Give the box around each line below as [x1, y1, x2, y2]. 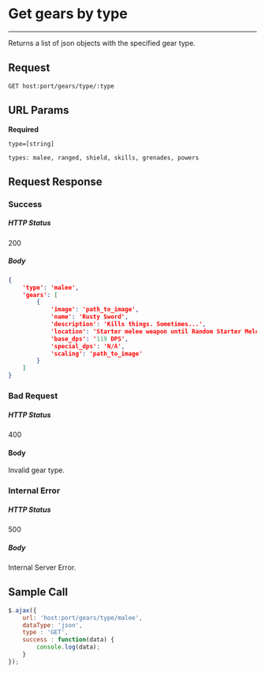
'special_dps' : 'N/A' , [50, 342, 125, 350]
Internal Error [8, 485, 61, 496]
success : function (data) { [22, 636, 114, 644]
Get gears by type [8, 5, 128, 23]
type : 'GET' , [22, 629, 69, 637]
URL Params [8, 103, 69, 117]
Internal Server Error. [8, 562, 77, 573]
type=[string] [8, 140, 55, 148]
